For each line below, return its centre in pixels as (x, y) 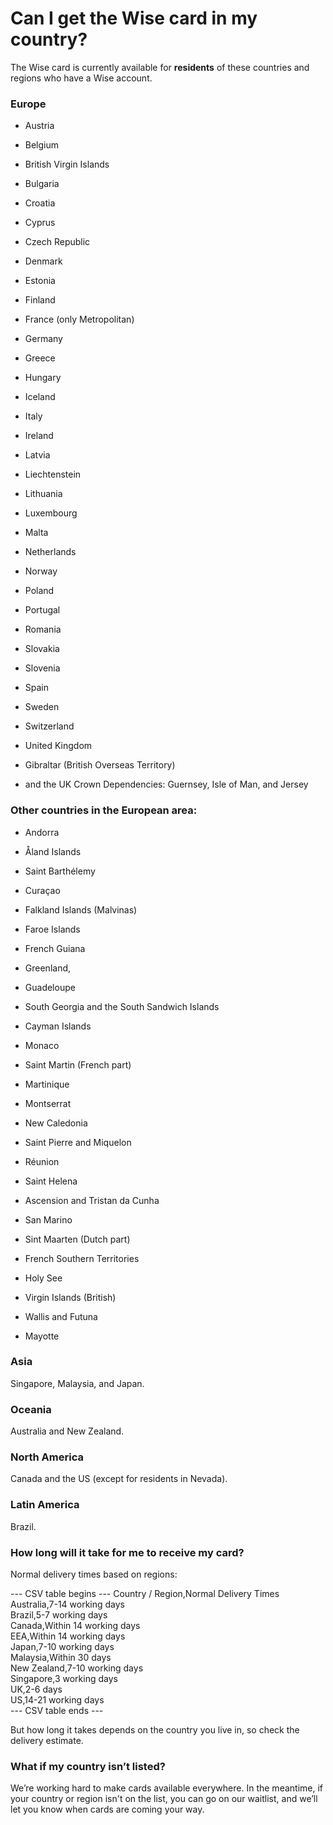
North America (47, 1457)
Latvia (37, 455)
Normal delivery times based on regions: (94, 1574)
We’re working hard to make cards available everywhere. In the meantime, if (167, 1788)
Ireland (39, 436)
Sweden (42, 707)
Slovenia (42, 668)
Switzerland (49, 726)
